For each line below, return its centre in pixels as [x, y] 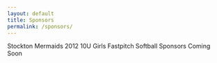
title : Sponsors [31, 20]
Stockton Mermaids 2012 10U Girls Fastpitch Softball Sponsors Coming [109, 46]
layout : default [31, 13]
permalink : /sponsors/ [40, 26]
